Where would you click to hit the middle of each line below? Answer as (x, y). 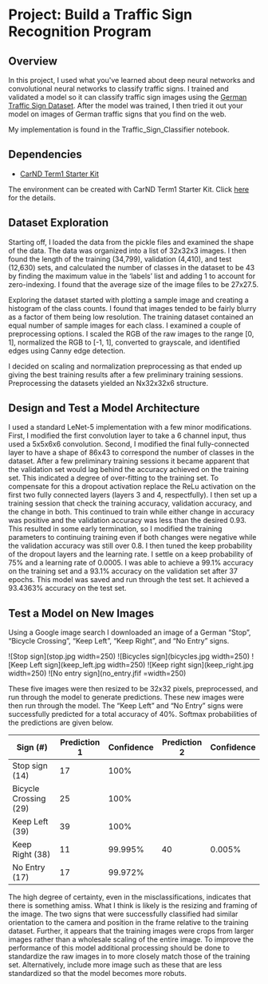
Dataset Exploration (59, 223)
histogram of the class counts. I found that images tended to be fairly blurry (132, 308)
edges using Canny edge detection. (67, 350)
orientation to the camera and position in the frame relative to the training (128, 923)
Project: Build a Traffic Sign (100, 15)
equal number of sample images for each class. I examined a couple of (125, 325)
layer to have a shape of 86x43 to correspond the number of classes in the (131, 453)
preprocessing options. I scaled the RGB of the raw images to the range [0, (131, 333)
